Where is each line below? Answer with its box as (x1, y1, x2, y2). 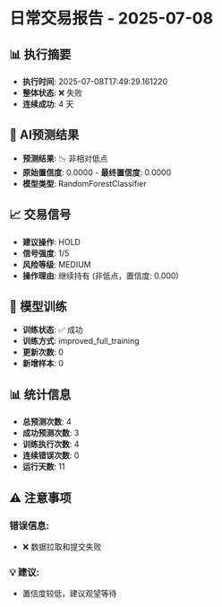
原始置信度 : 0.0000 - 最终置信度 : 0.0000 (21, 167, 172, 178)
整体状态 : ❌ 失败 (21, 87, 83, 98)
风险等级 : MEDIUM (21, 259, 91, 269)
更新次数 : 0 (21, 347, 64, 357)
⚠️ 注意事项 (9, 490, 72, 506)
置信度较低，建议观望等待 (21, 588, 117, 599)
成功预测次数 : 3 (21, 427, 80, 438)
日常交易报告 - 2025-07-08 (9, 8, 213, 29)
